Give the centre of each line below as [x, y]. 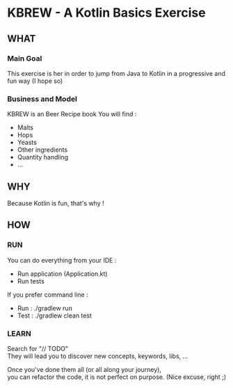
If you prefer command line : [48, 295]
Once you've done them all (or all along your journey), [85, 369]
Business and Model [42, 99]
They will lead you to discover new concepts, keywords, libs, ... [98, 356]
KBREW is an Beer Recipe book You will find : [72, 114]
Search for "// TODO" [38, 348]
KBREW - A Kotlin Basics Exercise [107, 13]
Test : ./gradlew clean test [55, 316]
